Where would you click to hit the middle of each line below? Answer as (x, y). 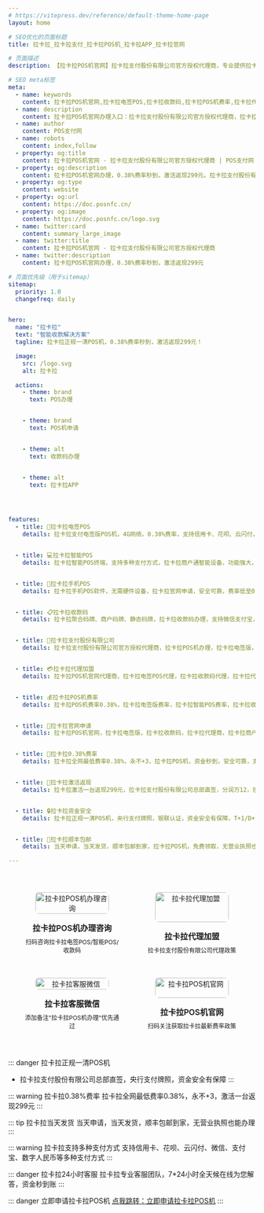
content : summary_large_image (72, 234)
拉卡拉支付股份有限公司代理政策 (192, 951)
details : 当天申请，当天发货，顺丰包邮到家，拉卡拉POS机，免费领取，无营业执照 (137, 846)
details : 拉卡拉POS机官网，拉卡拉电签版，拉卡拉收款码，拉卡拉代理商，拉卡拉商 (137, 733)
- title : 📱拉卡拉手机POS (53, 584)
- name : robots (40, 138)
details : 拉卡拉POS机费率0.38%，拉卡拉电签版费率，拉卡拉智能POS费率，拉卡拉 (136, 705)
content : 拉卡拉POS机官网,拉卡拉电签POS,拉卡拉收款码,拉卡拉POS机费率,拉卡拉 (137, 102)
